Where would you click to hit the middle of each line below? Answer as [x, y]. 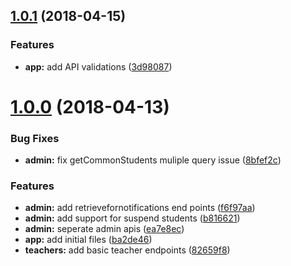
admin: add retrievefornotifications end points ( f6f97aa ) [140, 208]
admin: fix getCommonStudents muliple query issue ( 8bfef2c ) [153, 160]
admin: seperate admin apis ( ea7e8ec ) [104, 229]
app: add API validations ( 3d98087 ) [98, 66]
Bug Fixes [35, 138]
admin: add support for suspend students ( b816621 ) [132, 218]
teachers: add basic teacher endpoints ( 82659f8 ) [127, 250]
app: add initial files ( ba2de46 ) [88, 240]
